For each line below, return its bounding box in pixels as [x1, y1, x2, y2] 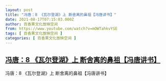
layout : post [5, 7, 33, 13]
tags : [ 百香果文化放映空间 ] [5, 31, 63, 36]
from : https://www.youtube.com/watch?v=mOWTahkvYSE [5, 26, 117, 31]
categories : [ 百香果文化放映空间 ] [5, 36, 77, 41]
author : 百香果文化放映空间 [5, 21, 58, 27]
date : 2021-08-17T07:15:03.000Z [5, 17, 74, 22]
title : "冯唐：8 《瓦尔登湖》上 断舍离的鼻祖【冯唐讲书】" [5, 12, 116, 17]
